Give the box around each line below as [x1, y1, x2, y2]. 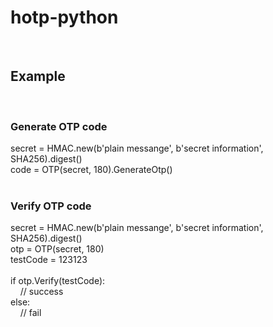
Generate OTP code [10, 119, 108, 133]
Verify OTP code [10, 199, 92, 213]
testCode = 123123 [10, 254, 88, 266]
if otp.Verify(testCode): [10, 275, 106, 287]
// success [19, 286, 64, 298]
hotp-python [10, 6, 119, 29]
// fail [19, 307, 42, 319]
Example [10, 68, 66, 85]
